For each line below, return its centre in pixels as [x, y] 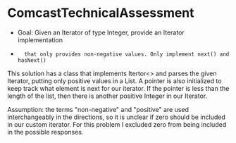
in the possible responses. [45, 132]
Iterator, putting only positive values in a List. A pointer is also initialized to [114, 81]
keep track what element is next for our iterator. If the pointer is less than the [118, 88]
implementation [40, 39]
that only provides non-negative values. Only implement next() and [127, 54]
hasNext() [32, 60]
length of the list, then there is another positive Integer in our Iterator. [107, 96]
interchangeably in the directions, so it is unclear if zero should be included [116, 117]
